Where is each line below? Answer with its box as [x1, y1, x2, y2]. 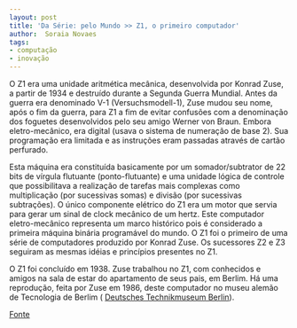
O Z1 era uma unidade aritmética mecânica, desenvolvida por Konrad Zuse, [9, 79, 284, 89]
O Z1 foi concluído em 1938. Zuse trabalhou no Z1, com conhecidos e [9, 263, 262, 274]
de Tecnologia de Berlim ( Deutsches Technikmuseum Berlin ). [9, 292, 235, 302]
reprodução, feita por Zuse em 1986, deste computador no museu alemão [9, 283, 279, 293]
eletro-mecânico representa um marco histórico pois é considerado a [9, 218, 263, 229]
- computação [9, 46, 58, 55]
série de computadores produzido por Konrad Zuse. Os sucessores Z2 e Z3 [9, 237, 285, 247]
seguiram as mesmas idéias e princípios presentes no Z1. [9, 246, 218, 257]
